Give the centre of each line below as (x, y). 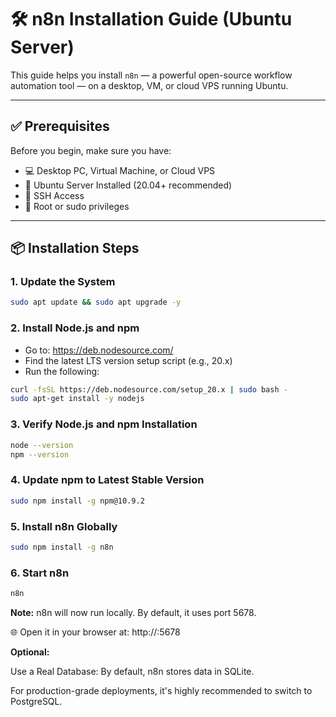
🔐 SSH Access (54, 195)
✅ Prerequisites (60, 126)
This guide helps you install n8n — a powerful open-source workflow (151, 75)
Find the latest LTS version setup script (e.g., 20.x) (128, 360)
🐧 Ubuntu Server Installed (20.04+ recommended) (128, 185)
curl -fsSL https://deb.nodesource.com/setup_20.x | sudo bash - (149, 389)
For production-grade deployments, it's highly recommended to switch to (161, 690)
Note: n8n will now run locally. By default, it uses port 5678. (133, 612)
